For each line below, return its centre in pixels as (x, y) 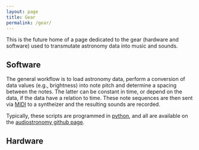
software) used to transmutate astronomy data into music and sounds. (92, 46)
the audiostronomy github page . (45, 122)
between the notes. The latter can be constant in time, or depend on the (94, 92)
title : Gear (21, 17)
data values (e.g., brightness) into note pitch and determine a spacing (91, 85)
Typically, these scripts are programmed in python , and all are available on (97, 116)
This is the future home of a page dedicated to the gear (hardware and (93, 40)
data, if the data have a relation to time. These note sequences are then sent (99, 98)
